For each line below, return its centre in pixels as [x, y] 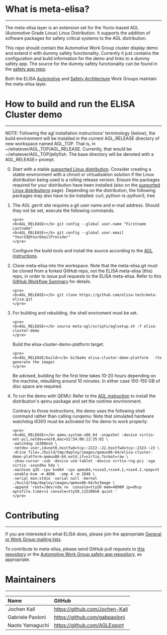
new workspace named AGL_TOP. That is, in [50, 143]
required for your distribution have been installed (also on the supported [86, 185]
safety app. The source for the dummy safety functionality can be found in [82, 64]
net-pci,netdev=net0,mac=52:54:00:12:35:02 [58, 439]
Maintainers [31, 580]
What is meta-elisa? [47, 9]
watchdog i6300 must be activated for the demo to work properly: [80, 421]
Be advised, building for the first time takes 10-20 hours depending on [84, 375]
